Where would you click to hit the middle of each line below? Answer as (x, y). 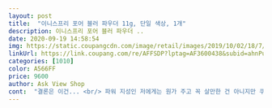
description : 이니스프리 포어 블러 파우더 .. (76, 31)
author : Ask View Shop (47, 84)
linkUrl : (23, 54)
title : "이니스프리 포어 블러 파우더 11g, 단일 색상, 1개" (97, 24)
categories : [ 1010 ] (41, 62)
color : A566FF (32, 69)
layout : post (30, 16)
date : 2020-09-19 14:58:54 (54, 39)
